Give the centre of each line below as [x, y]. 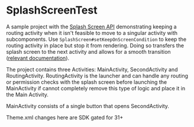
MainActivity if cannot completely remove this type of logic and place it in [96, 88]
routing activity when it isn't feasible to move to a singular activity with [92, 32]
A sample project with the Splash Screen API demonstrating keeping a [91, 27]
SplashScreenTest [52, 10]
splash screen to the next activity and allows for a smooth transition [88, 51]
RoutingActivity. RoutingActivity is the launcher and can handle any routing [97, 76]
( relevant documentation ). [38, 58]
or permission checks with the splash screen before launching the [87, 82]
